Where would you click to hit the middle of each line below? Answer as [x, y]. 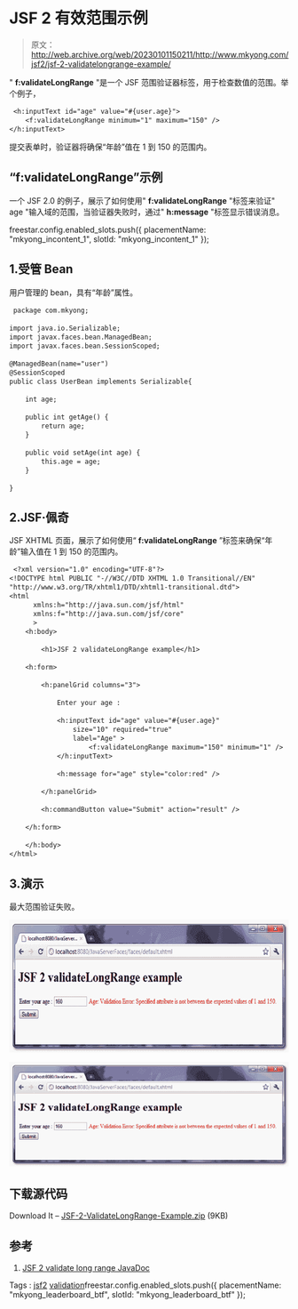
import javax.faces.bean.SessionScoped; [85, 346]
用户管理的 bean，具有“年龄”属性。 [74, 292]
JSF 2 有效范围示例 [79, 18]
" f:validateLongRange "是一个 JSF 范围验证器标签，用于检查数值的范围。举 [149, 82]
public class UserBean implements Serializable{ [101, 381]
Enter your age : [89, 703]
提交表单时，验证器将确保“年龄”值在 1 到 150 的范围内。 [110, 147]
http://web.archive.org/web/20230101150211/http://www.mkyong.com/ [160, 54]
